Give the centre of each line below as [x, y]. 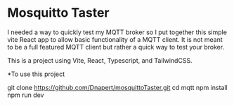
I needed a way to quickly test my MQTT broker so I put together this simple [117, 32]
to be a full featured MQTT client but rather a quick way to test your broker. [116, 47]
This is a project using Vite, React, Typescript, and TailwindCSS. [100, 60]
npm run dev [26, 95]
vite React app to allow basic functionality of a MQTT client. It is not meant [115, 39]
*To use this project [36, 74]
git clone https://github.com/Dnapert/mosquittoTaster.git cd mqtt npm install [117, 87]
